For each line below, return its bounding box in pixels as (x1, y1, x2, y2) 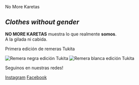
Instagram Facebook (5, 74, 47, 80)
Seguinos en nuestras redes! (5, 65, 64, 71)
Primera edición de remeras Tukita (5, 46, 75, 52)
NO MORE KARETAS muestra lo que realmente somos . (5, 31, 117, 37)
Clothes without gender (5, 18, 80, 27)
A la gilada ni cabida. (5, 36, 48, 42)
